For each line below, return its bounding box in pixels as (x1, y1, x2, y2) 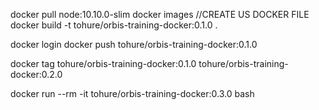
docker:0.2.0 (10, 69, 63, 80)
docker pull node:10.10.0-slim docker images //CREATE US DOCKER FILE (10, 9, 310, 20)
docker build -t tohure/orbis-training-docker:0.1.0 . (10, 19, 218, 31)
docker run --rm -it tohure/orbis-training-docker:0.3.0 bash (10, 88, 255, 99)
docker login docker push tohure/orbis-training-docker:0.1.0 (10, 39, 258, 50)
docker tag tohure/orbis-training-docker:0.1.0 (10, 58, 197, 69)
